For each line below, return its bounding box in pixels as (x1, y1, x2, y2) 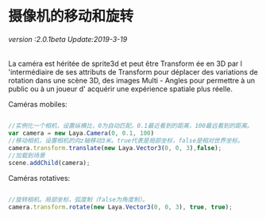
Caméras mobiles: (8, 100, 67, 109)
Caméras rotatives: (8, 173, 71, 182)
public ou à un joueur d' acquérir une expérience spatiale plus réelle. (8, 84, 233, 94)
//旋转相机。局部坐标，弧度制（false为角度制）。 (8, 195, 148, 203)
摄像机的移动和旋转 (8, 7, 134, 25)
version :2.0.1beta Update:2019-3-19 (8, 34, 128, 44)
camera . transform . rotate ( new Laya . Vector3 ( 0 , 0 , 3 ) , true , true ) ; (8, 203, 233, 211)
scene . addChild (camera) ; (8, 159, 91, 167)
